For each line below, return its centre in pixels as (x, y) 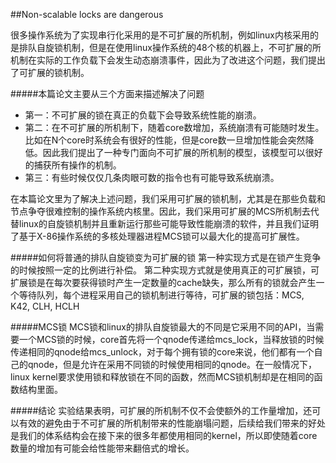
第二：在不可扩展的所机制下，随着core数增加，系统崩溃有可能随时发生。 (174, 127)
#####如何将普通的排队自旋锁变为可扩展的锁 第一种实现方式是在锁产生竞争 (166, 257)
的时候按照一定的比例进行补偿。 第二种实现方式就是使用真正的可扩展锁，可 (165, 270)
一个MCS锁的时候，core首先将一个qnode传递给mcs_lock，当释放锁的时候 (171, 339)
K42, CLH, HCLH (45, 306)
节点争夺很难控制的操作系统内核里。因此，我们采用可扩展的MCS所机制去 (160, 211)
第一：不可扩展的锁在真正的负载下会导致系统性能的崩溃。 (143, 115)
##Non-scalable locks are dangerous (87, 14)
